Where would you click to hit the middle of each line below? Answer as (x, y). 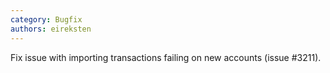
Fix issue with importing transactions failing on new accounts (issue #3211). (166, 57)
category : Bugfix (46, 19)
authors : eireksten (51, 29)
